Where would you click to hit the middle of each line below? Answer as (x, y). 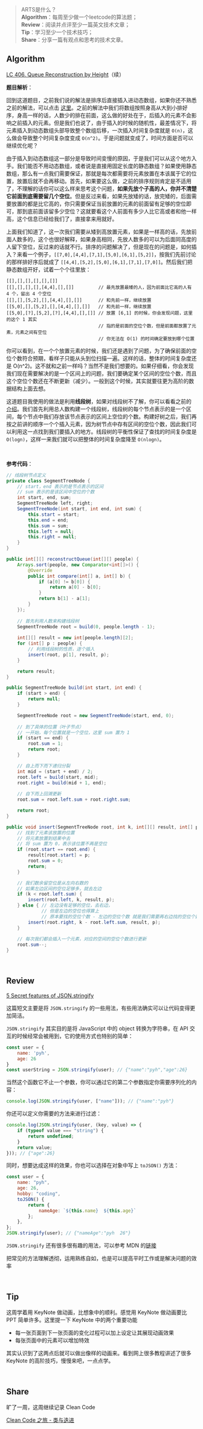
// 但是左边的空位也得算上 (70, 911)
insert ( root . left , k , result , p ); (71, 900)
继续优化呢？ (22, 145)
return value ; (35, 1147)
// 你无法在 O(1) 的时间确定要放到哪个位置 (147, 339)
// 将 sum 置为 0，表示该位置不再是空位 (62, 844)
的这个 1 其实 (22, 319)
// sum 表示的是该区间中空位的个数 (56, 492)
